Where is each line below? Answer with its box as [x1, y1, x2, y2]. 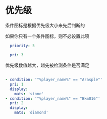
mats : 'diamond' [14, 110, 49, 115]
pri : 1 [10, 82, 24, 87]
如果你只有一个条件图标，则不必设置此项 [5, 33, 89, 39]
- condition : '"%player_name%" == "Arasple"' [5, 77, 102, 83]
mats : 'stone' [14, 91, 44, 96]
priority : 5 [10, 43, 35, 48]
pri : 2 [10, 101, 24, 106]
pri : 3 [10, 52, 24, 57]
